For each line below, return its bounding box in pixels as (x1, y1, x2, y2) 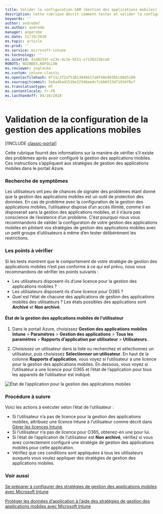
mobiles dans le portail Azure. (5, 165, 65, 171)
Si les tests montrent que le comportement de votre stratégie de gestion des (5, 258, 158, 264)
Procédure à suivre (5, 393, 51, 400)
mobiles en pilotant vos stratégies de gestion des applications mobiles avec (5, 225, 156, 231)
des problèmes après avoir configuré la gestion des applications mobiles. (5, 155, 151, 161)
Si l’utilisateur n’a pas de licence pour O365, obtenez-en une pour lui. (12, 429, 150, 435)
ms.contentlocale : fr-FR (5, 89, 55, 93)
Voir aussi (5, 473, 29, 479)
